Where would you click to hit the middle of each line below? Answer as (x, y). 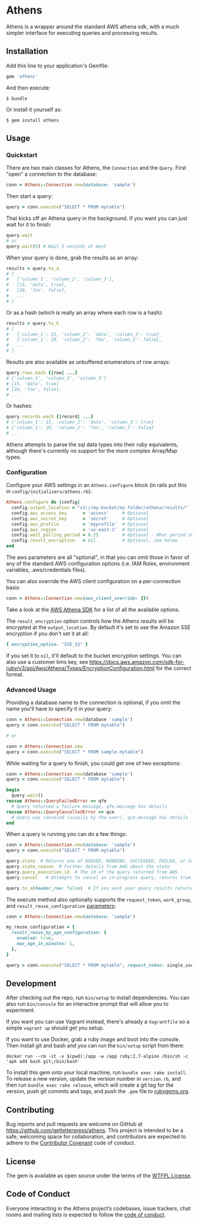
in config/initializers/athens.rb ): (49, 491)
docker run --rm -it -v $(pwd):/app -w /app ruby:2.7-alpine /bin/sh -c (97, 1057)
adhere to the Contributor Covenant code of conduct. (71, 1143)
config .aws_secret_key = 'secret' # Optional (80, 519)
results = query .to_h (33, 323)
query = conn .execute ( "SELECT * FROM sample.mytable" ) (75, 752)
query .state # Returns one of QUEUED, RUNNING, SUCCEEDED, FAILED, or (96, 861)
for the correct (174, 668)
